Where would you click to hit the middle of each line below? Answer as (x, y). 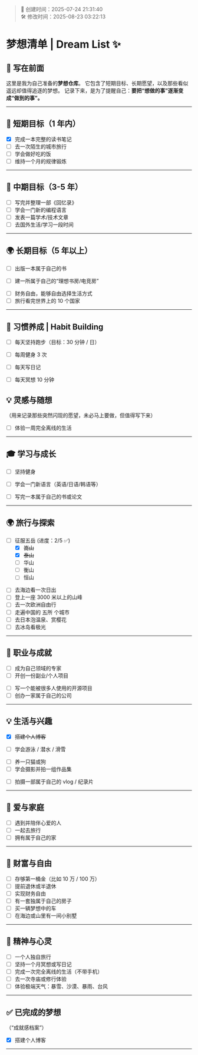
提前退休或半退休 (35, 886)
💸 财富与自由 (29, 863)
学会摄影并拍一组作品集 (43, 769)
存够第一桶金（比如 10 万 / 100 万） (57, 879)
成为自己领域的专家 (38, 668)
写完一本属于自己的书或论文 (48, 497)
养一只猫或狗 (30, 762)
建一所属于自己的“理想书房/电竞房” (57, 281)
